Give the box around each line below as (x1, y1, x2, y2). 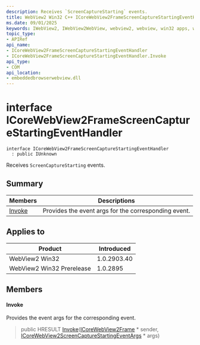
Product (38, 244, 62, 253)
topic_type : (6, 31, 36, 37)
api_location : (6, 70, 42, 76)
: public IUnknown (11, 151, 58, 157)
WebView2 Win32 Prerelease (9, 264, 91, 272)
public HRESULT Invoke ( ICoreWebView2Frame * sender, (20, 326, 159, 333)
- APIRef (6, 36, 28, 42)
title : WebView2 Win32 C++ (6, 14, 73, 20)
